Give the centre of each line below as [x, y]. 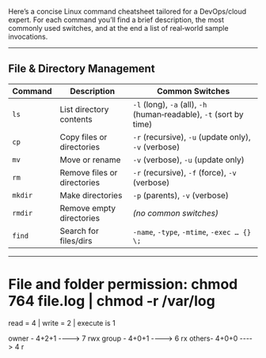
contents [76, 119]
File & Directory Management [82, 69]
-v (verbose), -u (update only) [188, 160]
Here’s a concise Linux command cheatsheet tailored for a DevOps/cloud [127, 11]
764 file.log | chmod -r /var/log [112, 301]
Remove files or [89, 172]
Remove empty [88, 208]
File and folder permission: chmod [123, 285]
